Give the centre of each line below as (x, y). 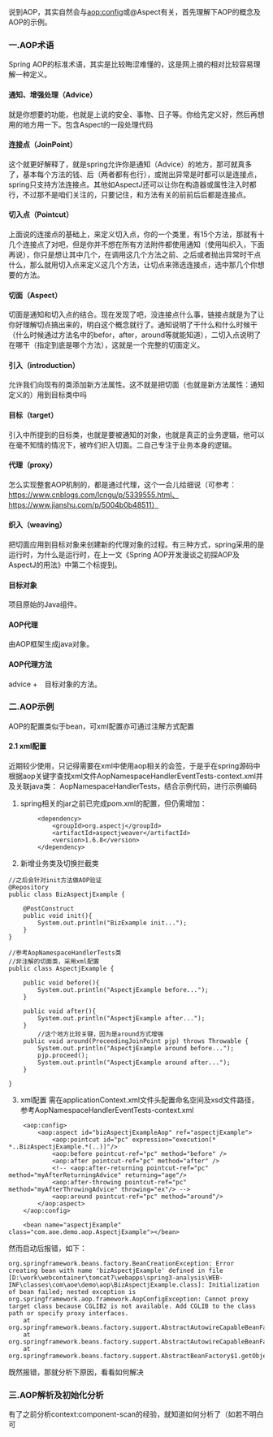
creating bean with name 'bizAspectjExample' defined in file (116, 1271)
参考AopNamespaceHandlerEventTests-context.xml (107, 1110)
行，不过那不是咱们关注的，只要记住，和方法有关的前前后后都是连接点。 (129, 194)
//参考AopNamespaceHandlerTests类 (65, 953)
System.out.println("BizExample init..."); (112, 923)
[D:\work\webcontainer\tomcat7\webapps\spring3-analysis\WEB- (116, 1278)
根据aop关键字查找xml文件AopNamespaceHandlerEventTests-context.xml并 (136, 776)
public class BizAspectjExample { (67, 895)
